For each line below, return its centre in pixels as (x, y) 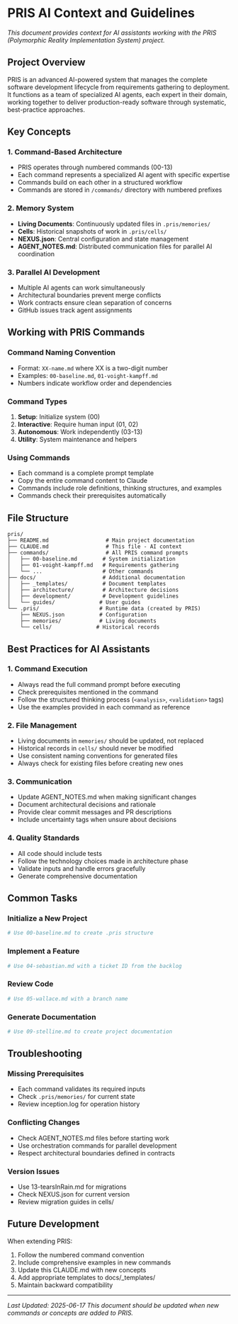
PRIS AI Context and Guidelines (101, 13)
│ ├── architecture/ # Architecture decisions (93, 590)
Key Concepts (39, 132)
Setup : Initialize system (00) (59, 417)
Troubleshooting (45, 1054)
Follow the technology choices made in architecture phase (103, 861)
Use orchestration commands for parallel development (97, 1146)
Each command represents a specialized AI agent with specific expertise (124, 175)
